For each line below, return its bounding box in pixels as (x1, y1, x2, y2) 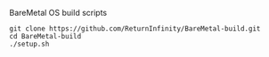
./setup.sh (9, 39, 50, 48)
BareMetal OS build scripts (9, 8, 108, 18)
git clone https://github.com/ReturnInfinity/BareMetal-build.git (9, 25, 261, 33)
